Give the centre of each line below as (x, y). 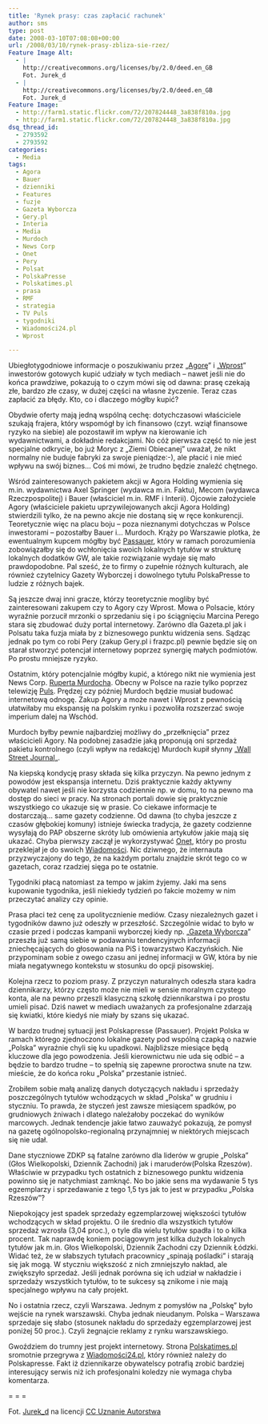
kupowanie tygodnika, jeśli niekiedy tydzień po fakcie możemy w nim (122, 891)
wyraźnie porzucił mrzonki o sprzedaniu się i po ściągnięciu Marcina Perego (134, 616)
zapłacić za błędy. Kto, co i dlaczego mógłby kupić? (94, 399)
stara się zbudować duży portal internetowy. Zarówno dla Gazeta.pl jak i (127, 624)
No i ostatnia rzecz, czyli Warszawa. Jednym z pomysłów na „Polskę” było (131, 1306)
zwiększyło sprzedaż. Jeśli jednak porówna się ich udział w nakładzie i (125, 1273)
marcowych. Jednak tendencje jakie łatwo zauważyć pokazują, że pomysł (130, 1123)
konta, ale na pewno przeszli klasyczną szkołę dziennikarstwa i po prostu (129, 998)
